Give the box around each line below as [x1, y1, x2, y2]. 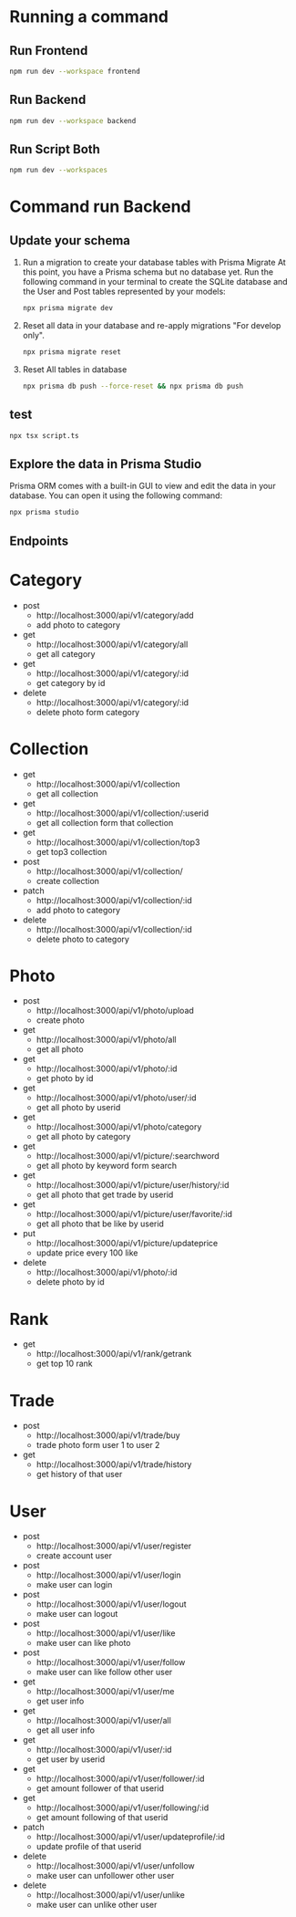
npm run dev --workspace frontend [9, 67, 141, 76]
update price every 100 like [36, 1247, 138, 1258]
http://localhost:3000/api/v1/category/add [36, 609, 194, 620]
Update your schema [9, 233, 130, 248]
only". [22, 330, 46, 341]
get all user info [36, 1724, 96, 1735]
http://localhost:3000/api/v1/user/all [36, 1715, 171, 1726]
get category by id [36, 677, 106, 688]
